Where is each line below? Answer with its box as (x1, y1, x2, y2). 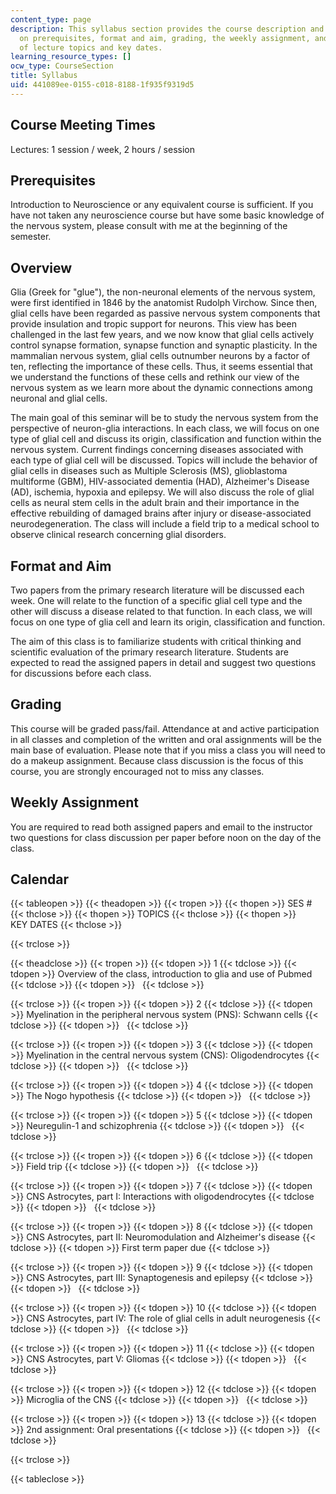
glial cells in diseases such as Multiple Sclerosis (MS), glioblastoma (10, 465, 288, 477)
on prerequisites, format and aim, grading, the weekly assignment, (19, 33, 311, 43)
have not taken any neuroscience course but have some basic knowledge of (10, 209, 325, 221)
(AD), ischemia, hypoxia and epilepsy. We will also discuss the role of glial (10, 486, 315, 498)
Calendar (10, 871, 69, 888)
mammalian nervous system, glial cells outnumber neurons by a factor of (10, 350, 311, 362)
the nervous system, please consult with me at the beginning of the (10, 220, 288, 232)
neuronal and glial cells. (10, 392, 108, 405)
